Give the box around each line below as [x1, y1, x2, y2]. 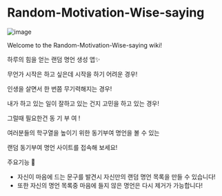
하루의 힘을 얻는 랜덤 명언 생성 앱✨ [7, 55, 101, 63]
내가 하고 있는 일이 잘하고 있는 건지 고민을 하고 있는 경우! [7, 99, 160, 108]
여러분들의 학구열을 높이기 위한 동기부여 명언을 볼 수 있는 [7, 128, 160, 137]
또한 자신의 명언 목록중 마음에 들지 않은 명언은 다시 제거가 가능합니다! [17, 181, 203, 189]
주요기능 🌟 [7, 157, 36, 166]
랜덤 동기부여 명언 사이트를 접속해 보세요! [7, 143, 118, 151]
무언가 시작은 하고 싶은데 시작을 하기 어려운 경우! [7, 70, 138, 78]
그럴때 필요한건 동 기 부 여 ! [7, 114, 81, 122]
